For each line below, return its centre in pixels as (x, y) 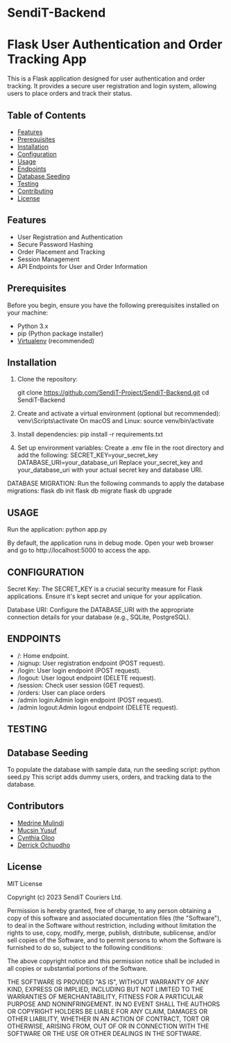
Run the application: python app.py (57, 529)
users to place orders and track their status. (70, 93)
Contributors (36, 806)
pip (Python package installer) (60, 333)
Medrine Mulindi (41, 823)
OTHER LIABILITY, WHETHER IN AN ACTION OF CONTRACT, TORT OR (108, 1019)
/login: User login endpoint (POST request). (79, 670)
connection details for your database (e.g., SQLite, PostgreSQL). (99, 617)
